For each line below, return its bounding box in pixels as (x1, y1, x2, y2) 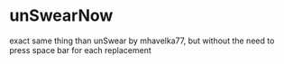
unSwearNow (9, 5, 114, 26)
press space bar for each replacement (9, 44, 151, 55)
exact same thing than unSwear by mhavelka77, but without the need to (9, 35, 275, 46)
